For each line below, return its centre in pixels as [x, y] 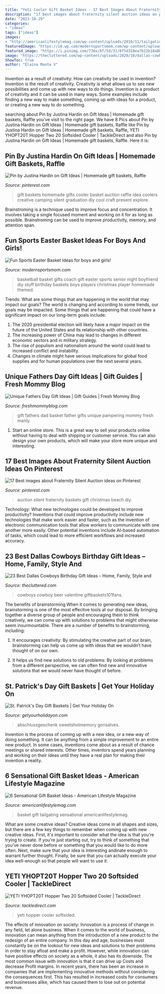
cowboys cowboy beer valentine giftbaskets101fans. [70, 595]
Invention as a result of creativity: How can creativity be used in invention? [81, 79]
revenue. [14, 987]
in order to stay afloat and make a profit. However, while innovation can [77, 951]
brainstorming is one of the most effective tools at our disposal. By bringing [82, 610]
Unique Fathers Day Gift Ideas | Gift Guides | [74, 377]
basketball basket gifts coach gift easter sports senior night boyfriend [88, 279]
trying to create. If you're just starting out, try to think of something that [77, 840]
